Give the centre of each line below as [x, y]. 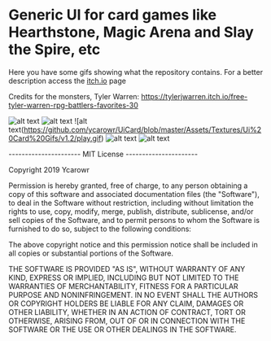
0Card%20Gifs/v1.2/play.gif [55, 138]
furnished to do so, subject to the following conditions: [100, 229]
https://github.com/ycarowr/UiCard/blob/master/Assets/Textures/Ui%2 [142, 129]
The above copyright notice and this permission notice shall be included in [133, 244]
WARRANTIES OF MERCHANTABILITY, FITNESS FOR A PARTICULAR [123, 286]
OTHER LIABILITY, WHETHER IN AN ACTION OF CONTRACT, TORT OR [127, 312]
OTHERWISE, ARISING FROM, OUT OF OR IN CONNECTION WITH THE [127, 321]
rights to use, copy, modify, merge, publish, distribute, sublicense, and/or [131, 211]
